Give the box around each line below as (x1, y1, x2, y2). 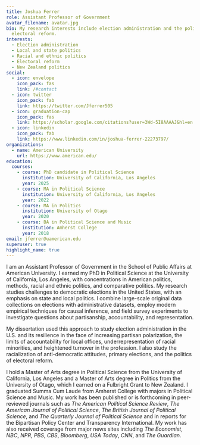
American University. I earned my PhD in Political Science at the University (6, 269, 189, 277)
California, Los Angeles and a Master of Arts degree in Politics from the (6, 375, 181, 382)
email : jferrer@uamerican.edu (6, 236, 82, 242)
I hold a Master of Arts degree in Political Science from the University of (6, 369, 183, 376)
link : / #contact (17, 86, 58, 92)
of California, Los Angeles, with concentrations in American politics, (6, 276, 173, 283)
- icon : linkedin (11, 125, 55, 131)
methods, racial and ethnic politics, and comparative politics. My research (6, 282, 187, 290)
